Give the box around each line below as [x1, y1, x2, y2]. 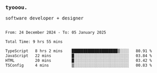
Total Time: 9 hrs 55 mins [5, 39, 63, 44]
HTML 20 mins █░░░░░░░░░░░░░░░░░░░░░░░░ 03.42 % [5, 58, 152, 63]
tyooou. [5, 4, 28, 11]
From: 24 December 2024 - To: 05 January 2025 [5, 30, 106, 35]
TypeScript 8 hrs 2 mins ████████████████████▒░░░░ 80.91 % [5, 48, 152, 54]
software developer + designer [5, 15, 84, 21]
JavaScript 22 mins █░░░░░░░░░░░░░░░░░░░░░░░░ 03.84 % [5, 53, 152, 58]
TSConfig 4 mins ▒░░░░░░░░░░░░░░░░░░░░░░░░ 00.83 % [5, 63, 152, 68]
